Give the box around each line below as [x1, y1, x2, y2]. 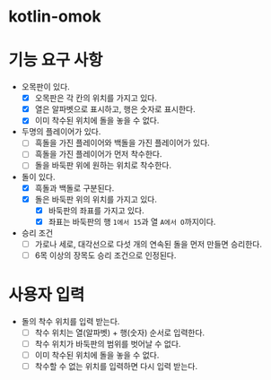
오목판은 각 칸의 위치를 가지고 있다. [34, 92, 158, 104]
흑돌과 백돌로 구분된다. [34, 182, 115, 194]
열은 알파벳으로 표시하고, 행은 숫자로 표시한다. [34, 104, 196, 115]
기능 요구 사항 [8, 50, 103, 71]
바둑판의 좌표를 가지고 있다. [48, 204, 144, 216]
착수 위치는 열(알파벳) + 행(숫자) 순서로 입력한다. [34, 327, 205, 338]
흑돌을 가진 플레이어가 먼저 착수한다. [34, 149, 162, 160]
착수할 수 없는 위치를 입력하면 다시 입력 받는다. [34, 361, 198, 371]
